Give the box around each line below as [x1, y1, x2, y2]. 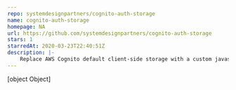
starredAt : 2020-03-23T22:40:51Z [7, 43, 105, 50]
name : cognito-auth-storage [7, 17, 90, 24]
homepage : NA [7, 23, 46, 30]
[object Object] [7, 75, 51, 83]
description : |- [7, 50, 55, 57]
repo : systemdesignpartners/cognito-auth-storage [7, 10, 156, 17]
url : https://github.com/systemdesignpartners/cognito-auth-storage [7, 29, 212, 37]
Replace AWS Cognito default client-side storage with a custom [20, 56, 212, 63]
